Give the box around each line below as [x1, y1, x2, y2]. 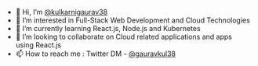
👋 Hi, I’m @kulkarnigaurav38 [15, 8, 108, 16]
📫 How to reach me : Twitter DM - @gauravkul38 [15, 49, 176, 58]
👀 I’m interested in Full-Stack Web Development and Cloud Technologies [15, 16, 251, 25]
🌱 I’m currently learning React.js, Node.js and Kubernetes [15, 24, 202, 33]
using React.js [15, 40, 62, 50]
